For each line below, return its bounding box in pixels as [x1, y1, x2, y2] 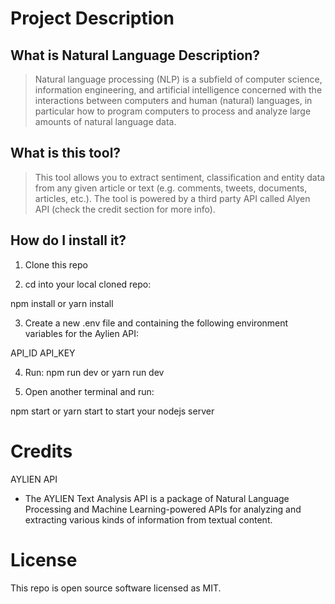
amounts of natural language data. [34, 116, 177, 127]
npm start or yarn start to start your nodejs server [10, 405, 215, 417]
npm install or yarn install [10, 297, 114, 309]
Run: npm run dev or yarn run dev [24, 366, 165, 378]
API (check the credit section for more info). [34, 203, 216, 215]
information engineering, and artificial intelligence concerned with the [34, 84, 323, 96]
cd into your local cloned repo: [24, 278, 152, 290]
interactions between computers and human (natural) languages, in [34, 95, 313, 106]
